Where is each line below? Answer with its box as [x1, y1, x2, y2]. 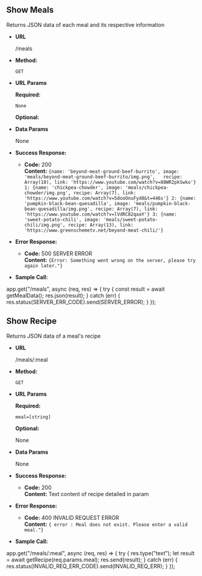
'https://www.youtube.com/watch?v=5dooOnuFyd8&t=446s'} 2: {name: [24, 195, 197, 201]
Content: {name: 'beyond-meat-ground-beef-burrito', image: [24, 167, 179, 175]
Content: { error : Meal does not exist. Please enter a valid [24, 520, 188, 528]
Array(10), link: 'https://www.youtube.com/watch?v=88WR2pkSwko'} [24, 179, 197, 185]
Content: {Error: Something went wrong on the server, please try [24, 256, 196, 263]
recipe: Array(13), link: [68, 222, 134, 228]
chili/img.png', [24, 222, 66, 228]
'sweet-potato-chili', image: [24, 216, 102, 222]
